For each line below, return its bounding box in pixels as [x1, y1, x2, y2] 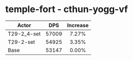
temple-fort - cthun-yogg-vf [5, 4, 128, 15]
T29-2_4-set [8, 30, 41, 37]
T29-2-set [8, 38, 36, 45]
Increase [66, 22, 89, 29]
